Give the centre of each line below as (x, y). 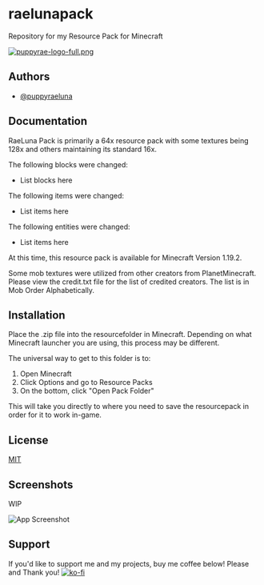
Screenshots (41, 485)
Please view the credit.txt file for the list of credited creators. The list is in (129, 282)
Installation (37, 315)
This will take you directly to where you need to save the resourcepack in (129, 407)
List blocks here (46, 180)
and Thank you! (34, 572)
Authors (29, 77)
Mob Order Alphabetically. (51, 290)
